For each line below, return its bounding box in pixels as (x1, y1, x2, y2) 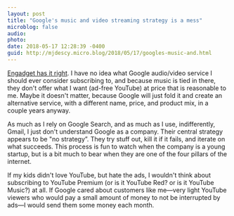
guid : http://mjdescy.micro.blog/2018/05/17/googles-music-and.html (7, 50, 212, 57)
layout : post (7, 10, 46, 18)
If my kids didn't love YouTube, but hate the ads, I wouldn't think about (7, 170, 211, 179)
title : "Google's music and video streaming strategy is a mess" (7, 17, 202, 24)
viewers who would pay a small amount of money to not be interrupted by (7, 193, 221, 201)
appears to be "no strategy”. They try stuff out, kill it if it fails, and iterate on (7, 134, 226, 143)
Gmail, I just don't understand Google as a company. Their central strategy (7, 127, 223, 136)
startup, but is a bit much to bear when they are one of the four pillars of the (7, 149, 227, 158)
